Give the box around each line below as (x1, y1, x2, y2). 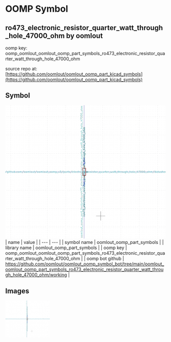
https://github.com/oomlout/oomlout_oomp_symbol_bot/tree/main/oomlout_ (5, 261, 164, 267)
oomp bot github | (86, 256, 125, 262)
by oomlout (66, 31, 103, 40)
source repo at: (5, 66, 37, 71)
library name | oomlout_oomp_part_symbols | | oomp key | (5, 245, 127, 251)
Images (5, 286, 30, 295)
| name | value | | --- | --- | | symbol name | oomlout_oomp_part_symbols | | (5, 239, 164, 246)
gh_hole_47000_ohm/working (5, 272, 67, 278)
